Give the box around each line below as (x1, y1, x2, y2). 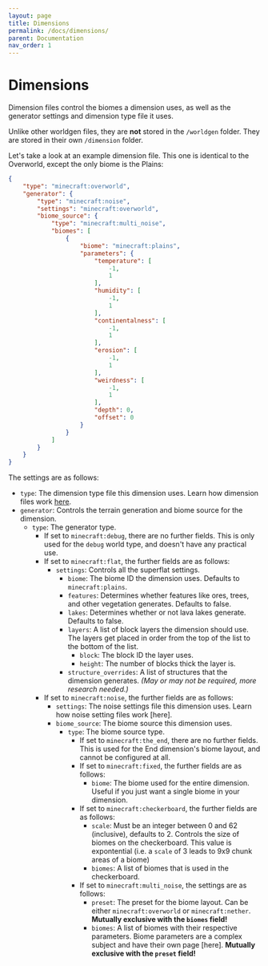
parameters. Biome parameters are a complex (91, 931, 242, 941)
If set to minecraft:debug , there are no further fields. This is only (43, 531, 255, 541)
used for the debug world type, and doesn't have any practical (43, 539, 246, 550)
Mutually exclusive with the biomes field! (91, 915, 228, 924)
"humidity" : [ (94, 286, 142, 295)
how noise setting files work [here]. (55, 710, 173, 720)
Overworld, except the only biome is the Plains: (8, 160, 164, 169)
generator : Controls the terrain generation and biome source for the (19, 505, 243, 515)
